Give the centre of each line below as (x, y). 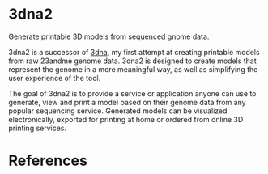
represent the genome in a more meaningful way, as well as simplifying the (133, 69)
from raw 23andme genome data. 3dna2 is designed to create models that (132, 61)
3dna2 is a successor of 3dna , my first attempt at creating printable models (134, 52)
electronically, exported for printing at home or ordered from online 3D (126, 119)
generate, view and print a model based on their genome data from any (127, 102)
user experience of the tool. (55, 78)
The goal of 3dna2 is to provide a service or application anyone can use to (132, 93)
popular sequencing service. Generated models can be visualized (118, 111)
